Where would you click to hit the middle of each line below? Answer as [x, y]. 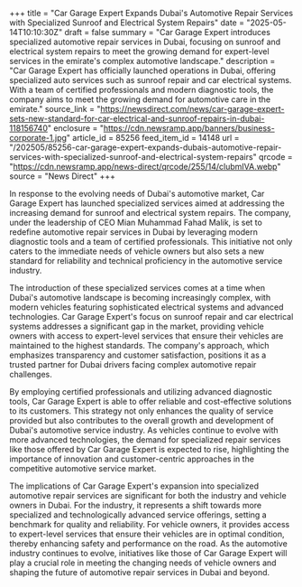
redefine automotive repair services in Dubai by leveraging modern [134, 232]
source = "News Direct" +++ [62, 176]
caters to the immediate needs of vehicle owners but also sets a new [137, 251]
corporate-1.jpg [38, 138]
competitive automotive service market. [83, 468]
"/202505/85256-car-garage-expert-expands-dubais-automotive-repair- [146, 147]
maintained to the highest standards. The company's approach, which [139, 345]
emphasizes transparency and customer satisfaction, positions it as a [138, 355]
